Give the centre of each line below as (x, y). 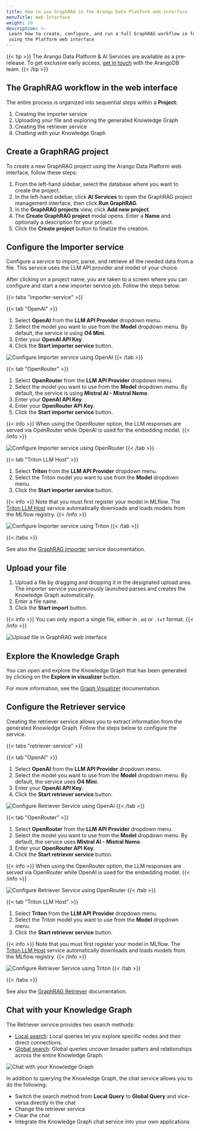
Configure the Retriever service (66, 707)
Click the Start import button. (51, 608)
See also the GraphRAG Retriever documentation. (67, 991)
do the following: (27, 1084)
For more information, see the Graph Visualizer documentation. (83, 689)
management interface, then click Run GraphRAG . (76, 203)
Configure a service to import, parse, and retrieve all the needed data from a (100, 262)
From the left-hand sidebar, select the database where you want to (96, 184)
